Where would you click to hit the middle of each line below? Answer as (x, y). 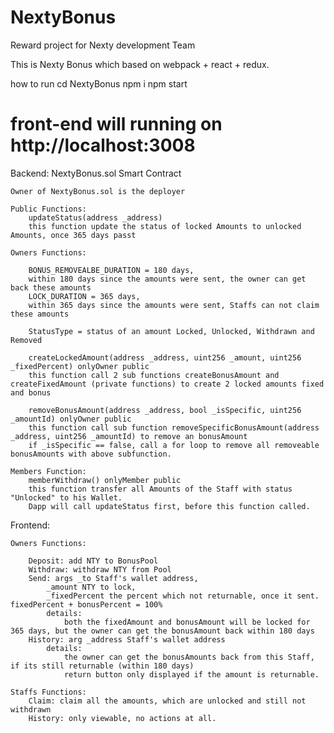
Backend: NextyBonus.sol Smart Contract (96, 173)
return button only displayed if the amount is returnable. (191, 674)
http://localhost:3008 (103, 145)
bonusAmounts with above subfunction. (91, 454)
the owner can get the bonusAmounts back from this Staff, (189, 657)
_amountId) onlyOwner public (71, 419)
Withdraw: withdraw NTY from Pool (100, 569)
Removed (26, 340)
